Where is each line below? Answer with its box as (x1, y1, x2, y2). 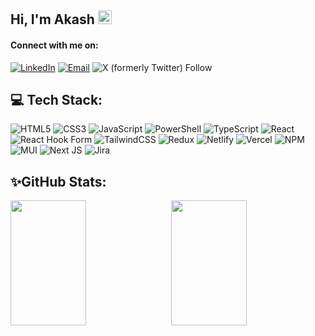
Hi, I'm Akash (10, 11, 95, 28)
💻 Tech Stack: (10, 91, 103, 108)
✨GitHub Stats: (10, 173, 107, 190)
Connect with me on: (10, 39, 99, 51)
